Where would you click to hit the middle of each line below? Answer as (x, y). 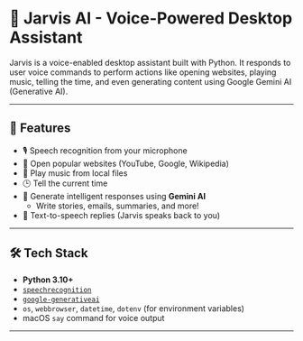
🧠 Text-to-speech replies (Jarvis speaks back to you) (121, 215)
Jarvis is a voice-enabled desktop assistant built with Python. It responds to (150, 62)
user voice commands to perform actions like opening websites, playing (143, 72)
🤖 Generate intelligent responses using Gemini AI (114, 196)
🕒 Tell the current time (65, 183)
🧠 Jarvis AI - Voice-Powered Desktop (151, 18)
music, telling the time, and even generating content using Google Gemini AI (151, 81)
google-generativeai (61, 300)
